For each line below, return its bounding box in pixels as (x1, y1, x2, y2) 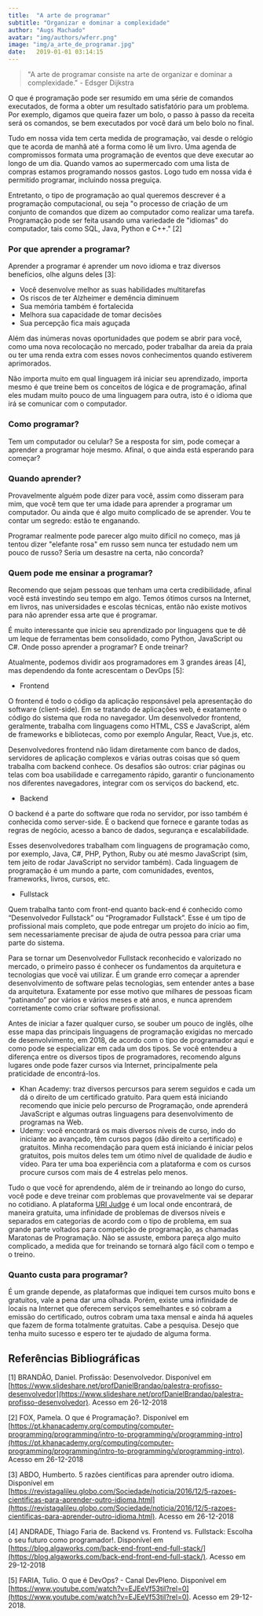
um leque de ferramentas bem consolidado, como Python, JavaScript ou (8, 634, 243, 643)
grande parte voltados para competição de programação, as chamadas (8, 1224, 239, 1235)
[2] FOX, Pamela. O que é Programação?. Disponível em (8, 1413, 189, 1423)
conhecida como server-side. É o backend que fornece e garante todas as (8, 817, 249, 826)
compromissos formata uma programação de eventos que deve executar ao (8, 150, 254, 160)
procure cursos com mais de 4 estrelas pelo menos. (19, 1168, 188, 1177)
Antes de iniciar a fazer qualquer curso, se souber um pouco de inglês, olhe (8, 1019, 254, 1029)
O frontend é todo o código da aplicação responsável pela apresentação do (8, 697, 253, 706)
